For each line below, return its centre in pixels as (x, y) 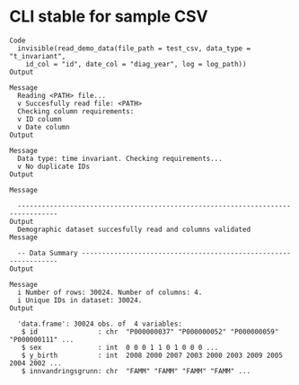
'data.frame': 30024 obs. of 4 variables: (100, 324)
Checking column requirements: (76, 111)
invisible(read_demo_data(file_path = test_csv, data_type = (134, 48)
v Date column (44, 127)
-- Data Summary (48, 253)
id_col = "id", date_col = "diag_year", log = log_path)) (136, 64)
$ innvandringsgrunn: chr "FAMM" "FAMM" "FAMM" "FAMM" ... (136, 371)
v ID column (40, 119)
